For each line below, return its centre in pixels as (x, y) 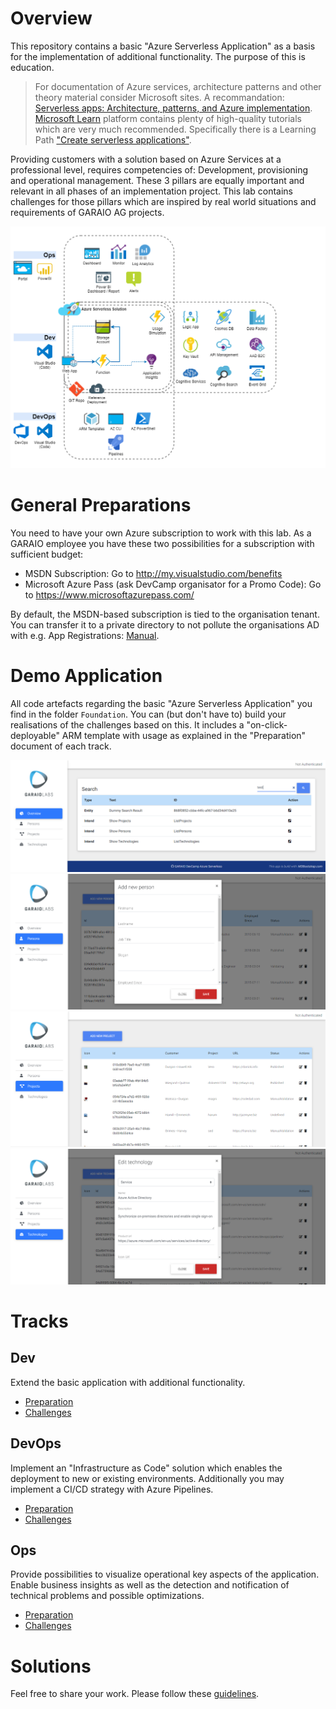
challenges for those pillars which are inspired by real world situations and (163, 201)
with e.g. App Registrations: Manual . (85, 636)
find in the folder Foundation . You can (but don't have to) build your (148, 714)
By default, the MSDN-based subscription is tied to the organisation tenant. (165, 614)
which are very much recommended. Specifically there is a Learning (175, 129)
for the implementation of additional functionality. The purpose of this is (158, 56)
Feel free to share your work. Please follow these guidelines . (135, 1694)
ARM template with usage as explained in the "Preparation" (184, 736)
